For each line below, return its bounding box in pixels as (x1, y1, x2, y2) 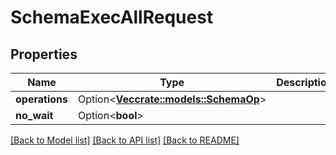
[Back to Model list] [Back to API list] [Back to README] (10, 134, 240, 146)
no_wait (15, 109, 54, 122)
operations (15, 92, 68, 106)
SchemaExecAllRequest (10, 6, 214, 29)
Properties (10, 46, 78, 63)
